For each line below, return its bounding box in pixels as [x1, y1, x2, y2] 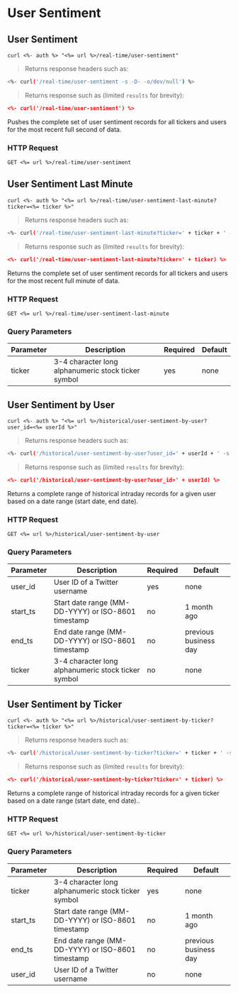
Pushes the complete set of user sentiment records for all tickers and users [7, 117, 227, 126]
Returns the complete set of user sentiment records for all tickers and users [7, 268, 228, 278]
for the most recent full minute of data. [7, 276, 120, 285]
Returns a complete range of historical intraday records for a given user [7, 489, 216, 498]
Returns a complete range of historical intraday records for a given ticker [7, 789, 220, 797]
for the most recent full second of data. [7, 125, 122, 133]
